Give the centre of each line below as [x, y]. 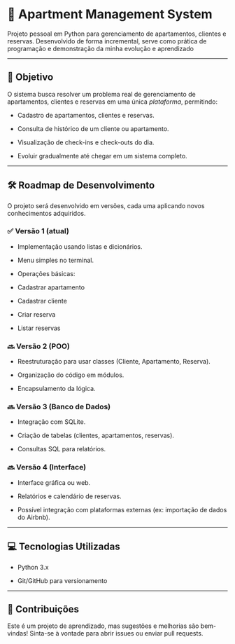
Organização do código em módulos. [71, 375]
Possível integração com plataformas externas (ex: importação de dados [122, 509]
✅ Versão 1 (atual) [38, 231]
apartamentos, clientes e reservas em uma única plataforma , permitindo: [113, 102]
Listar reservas [39, 328]
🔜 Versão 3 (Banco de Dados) [59, 407]
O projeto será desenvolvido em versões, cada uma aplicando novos [106, 205]
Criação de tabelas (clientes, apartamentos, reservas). [96, 436]
